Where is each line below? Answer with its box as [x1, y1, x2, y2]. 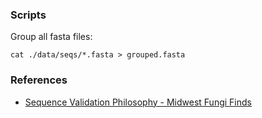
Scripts [10, 8, 47, 22]
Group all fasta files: [10, 31, 93, 43]
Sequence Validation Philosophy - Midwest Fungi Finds [24, 96, 252, 108]
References [10, 73, 68, 87]
